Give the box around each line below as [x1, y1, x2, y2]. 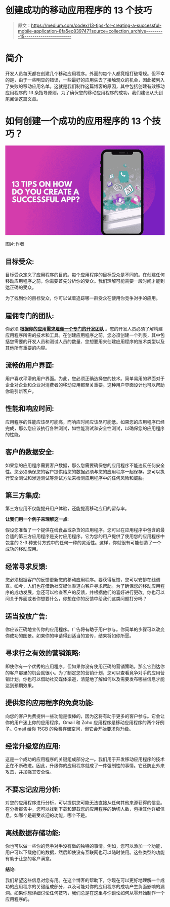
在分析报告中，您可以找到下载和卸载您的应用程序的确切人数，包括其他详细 [5, 806, 160, 812]
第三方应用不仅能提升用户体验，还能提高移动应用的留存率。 [5, 505, 130, 512]
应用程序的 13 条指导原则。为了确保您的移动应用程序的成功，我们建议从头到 [5, 89, 163, 95]
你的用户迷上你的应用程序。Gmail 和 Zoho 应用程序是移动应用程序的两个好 [5, 719, 160, 725]
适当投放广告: [5, 612, 48, 621]
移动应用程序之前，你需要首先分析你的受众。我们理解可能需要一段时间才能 [5, 278, 160, 284]
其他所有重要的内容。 [5, 345, 50, 351]
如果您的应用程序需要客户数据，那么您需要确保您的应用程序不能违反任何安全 [5, 462, 165, 468]
